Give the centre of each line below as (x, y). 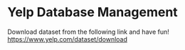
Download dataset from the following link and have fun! (88, 32)
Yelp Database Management (92, 12)
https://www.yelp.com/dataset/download (68, 39)
